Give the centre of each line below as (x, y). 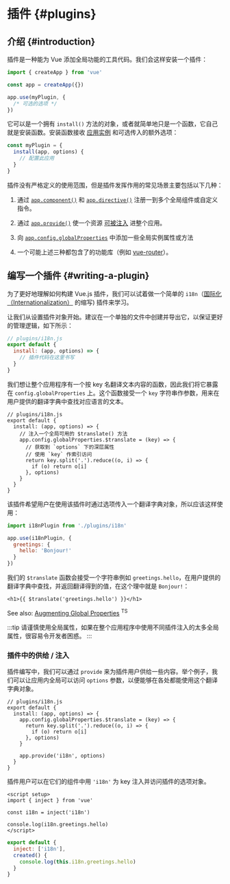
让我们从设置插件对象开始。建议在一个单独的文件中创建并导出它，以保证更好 (115, 317)
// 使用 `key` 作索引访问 (59, 454)
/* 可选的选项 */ (35, 104)
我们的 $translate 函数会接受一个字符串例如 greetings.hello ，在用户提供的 (114, 578)
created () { (30, 855)
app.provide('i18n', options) (63, 756)
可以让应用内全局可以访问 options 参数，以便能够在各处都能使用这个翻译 (115, 680)
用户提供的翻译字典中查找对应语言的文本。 (67, 401)
